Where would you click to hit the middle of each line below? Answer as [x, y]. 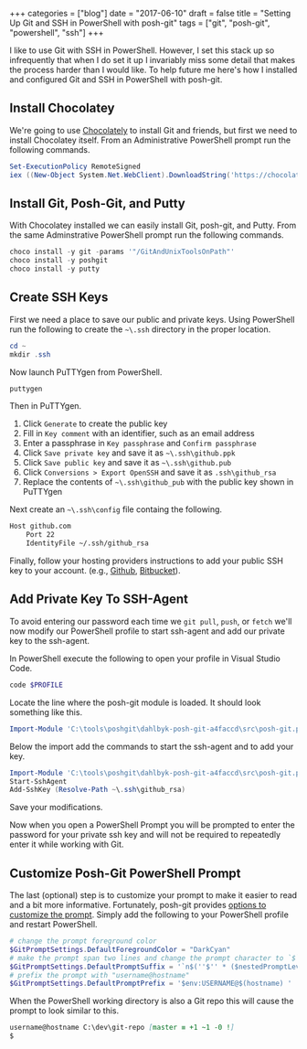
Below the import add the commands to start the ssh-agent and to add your [152, 746]
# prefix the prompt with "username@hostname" [100, 975]
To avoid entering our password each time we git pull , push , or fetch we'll [151, 621]
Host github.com [40, 526]
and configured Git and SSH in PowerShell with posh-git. [116, 80]
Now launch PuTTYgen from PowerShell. [86, 372]
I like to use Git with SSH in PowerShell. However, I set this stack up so [142, 50]
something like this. [46, 712]
